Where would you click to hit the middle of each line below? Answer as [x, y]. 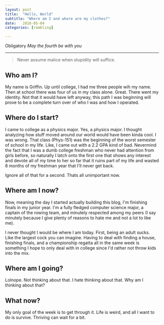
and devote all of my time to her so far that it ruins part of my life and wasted [82, 160]
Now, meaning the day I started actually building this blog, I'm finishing [76, 202]
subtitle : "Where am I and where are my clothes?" [58, 19]
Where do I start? [32, 118]
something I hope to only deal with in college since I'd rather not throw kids [81, 248]
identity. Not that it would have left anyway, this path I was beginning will [78, 97]
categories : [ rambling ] [29, 28]
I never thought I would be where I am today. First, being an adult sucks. [78, 232]
